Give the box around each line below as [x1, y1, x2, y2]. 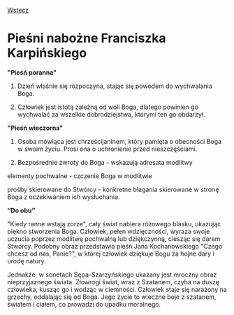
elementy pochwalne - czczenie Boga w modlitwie [7, 171, 152, 180]
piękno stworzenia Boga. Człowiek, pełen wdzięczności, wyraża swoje [7, 227, 210, 235]
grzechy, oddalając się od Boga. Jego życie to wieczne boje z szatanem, [7, 293, 217, 301]
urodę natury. [7, 256, 47, 265]
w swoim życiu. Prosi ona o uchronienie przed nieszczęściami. [17, 145, 198, 153]
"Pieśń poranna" [7, 68, 57, 76]
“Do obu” [7, 206, 36, 214]
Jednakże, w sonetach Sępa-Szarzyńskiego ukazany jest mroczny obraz [7, 270, 217, 279]
